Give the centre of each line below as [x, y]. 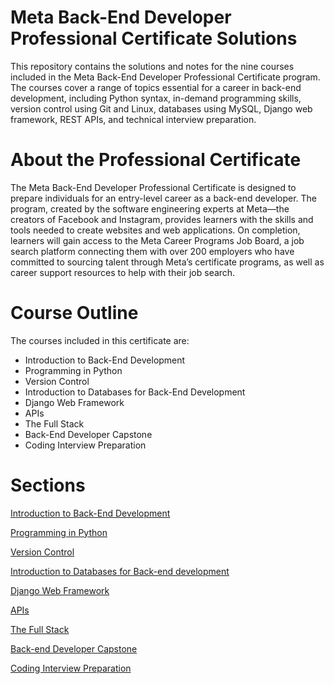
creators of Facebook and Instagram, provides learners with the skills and [162, 219]
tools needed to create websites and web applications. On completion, [155, 230]
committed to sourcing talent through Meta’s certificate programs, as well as [167, 262]
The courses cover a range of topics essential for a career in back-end [156, 87]
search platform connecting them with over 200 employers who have [152, 251]
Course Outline [74, 313]
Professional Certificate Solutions [154, 38]
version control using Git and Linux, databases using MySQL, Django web [161, 108]
